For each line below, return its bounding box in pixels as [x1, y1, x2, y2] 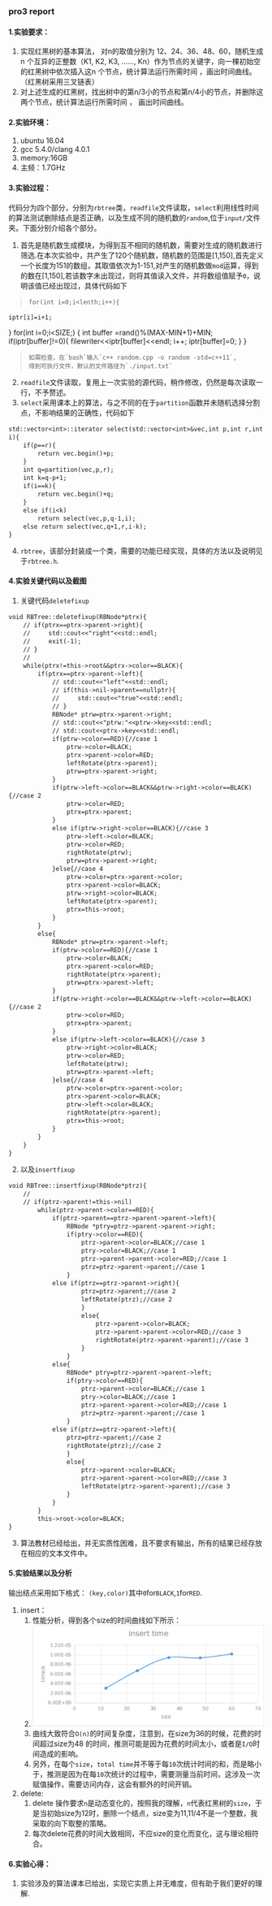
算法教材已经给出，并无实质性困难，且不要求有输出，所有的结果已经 [19, 1538, 248, 1548]
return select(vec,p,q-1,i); [37, 514, 136, 522]
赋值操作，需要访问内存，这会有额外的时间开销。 [32, 1779, 196, 1789]
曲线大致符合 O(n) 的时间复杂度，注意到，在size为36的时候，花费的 [32, 1729, 255, 1739]
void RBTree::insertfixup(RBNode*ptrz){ [8, 1181, 148, 1189]
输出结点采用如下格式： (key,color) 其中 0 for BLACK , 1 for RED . [8, 1588, 203, 1597]
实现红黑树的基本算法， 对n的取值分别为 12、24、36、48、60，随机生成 [19, 46, 264, 56]
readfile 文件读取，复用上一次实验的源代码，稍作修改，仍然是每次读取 [19, 377, 257, 387]
